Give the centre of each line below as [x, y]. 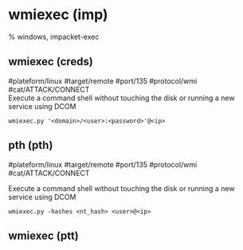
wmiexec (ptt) [44, 235]
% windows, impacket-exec [54, 37]
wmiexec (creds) [51, 62]
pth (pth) [31, 145]
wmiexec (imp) [59, 15]
